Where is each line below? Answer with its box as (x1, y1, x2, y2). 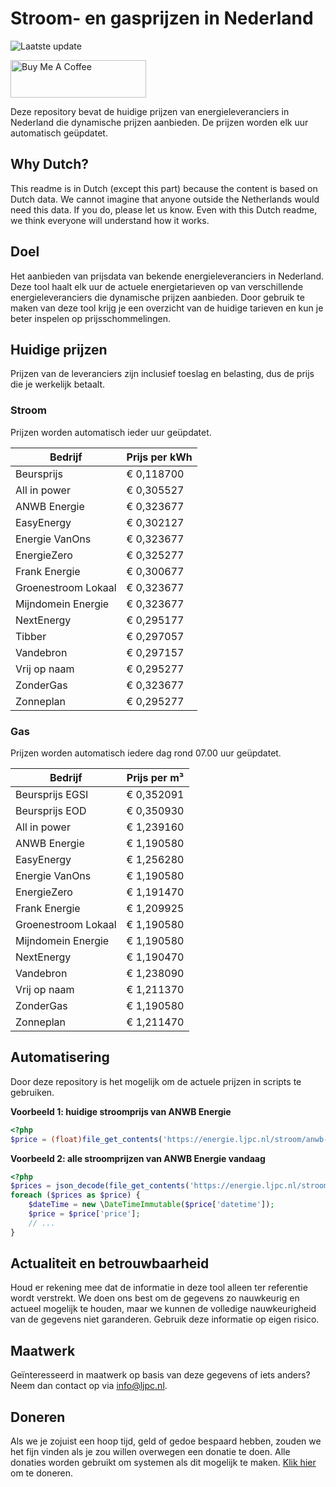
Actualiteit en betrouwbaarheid (10, 1255, 210, 1272)
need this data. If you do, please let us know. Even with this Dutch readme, (10, 203, 318, 216)
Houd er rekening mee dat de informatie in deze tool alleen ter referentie (10, 1282, 308, 1294)
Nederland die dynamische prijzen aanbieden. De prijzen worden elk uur (10, 116, 309, 128)
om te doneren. (10, 1467, 74, 1479)
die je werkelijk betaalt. (10, 378, 106, 391)
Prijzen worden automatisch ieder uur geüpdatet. (10, 426, 212, 438)
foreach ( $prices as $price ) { (10, 1190, 141, 1201)
